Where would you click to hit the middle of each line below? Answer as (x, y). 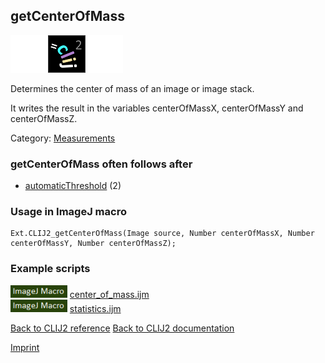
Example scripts (50, 269)
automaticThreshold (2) (73, 186)
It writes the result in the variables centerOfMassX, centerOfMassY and (157, 108)
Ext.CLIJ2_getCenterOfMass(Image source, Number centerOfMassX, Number (162, 234)
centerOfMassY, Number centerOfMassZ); (93, 244)
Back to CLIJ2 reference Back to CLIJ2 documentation (122, 328)
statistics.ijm (95, 308)
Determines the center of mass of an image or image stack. (132, 88)
